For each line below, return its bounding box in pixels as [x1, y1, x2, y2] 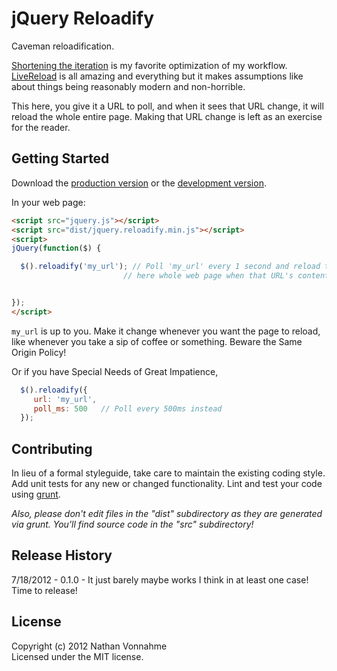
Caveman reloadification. [11, 40, 115, 52]
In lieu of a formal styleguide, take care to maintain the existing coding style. [11, 467, 326, 479]
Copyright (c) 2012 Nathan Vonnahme [11, 640, 168, 652]
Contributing [11, 440, 93, 457]
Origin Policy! [11, 346, 67, 358]
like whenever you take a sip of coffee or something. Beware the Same [11, 335, 303, 347]
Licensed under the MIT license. [11, 650, 144, 662]
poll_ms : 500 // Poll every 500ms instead [33, 403, 223, 414]
